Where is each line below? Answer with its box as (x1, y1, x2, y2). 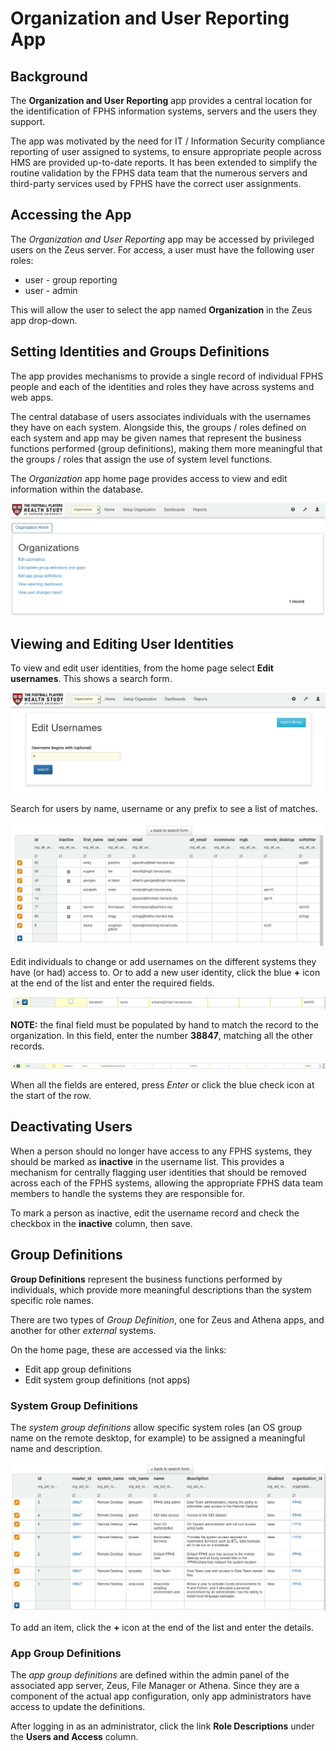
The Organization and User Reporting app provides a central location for (10, 95, 313, 106)
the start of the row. (10, 1090, 92, 1102)
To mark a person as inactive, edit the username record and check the (10, 1207, 300, 1219)
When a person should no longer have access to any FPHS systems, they (10, 1145, 312, 1157)
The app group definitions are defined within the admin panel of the (10, 1669, 290, 1681)
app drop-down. (10, 314, 78, 326)
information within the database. (10, 483, 144, 495)
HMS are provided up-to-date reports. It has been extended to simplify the (10, 157, 318, 168)
